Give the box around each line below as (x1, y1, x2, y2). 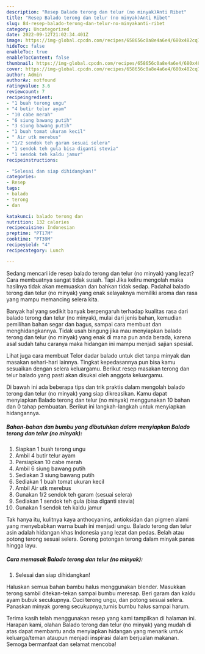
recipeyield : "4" (6, 242, 51, 248)
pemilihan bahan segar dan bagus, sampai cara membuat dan (6, 320, 162, 328)
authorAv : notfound (6, 77, 56, 83)
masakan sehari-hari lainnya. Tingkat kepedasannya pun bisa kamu (6, 358, 176, 366)
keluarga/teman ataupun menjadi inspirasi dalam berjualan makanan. (6, 634, 179, 641)
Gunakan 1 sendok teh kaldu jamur (15, 503, 103, 511)
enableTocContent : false (6, 55, 70, 61)
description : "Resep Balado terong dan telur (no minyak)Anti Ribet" (6, 9, 187, 15)
